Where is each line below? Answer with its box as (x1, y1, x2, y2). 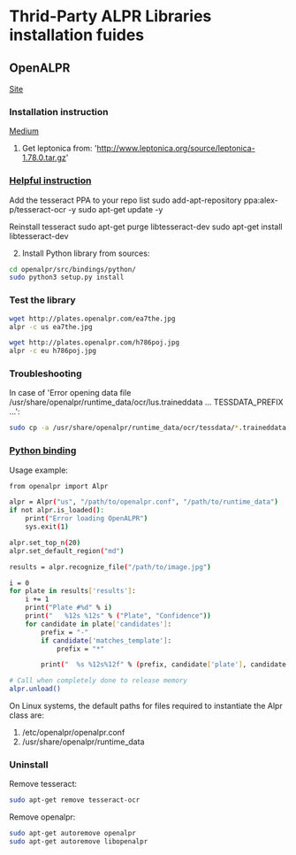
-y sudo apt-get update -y (67, 204, 163, 214)
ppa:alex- (243, 195, 278, 205)
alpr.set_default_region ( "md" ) (9, 546, 125, 555)
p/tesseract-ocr (9, 204, 66, 214)
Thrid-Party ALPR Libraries (9, 6, 212, 27)
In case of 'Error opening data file (9, 388, 132, 398)
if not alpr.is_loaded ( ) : (9, 506, 104, 515)
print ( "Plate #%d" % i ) (25, 604, 113, 612)
